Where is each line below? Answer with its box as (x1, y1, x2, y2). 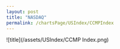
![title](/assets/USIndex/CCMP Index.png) (6, 36, 109, 44)
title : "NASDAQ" (6, 14, 47, 20)
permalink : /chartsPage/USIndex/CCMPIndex (6, 20, 114, 26)
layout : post (6, 8, 39, 15)
